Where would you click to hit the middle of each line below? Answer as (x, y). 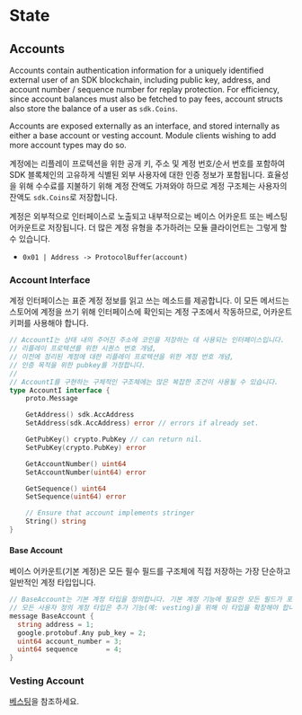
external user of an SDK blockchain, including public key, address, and (140, 80)
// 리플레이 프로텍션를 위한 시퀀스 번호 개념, (83, 349)
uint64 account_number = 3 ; (70, 641)
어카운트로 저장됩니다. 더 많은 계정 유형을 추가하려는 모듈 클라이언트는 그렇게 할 (148, 227)
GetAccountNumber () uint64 (76, 463)
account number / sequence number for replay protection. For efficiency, (145, 89)
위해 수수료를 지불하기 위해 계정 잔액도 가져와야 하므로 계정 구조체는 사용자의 (153, 186)
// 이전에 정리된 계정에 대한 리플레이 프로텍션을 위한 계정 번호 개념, (122, 357)
